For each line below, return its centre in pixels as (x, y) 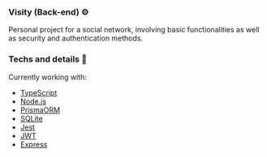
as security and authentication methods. (76, 38)
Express (34, 144)
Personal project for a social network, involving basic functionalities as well (134, 30)
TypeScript (39, 92)
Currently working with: (48, 77)
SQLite (31, 118)
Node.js (33, 101)
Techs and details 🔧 (48, 59)
